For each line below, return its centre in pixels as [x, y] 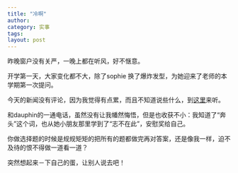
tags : [15, 34]
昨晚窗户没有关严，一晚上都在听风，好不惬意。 [75, 61]
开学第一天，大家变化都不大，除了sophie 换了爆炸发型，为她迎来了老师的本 [118, 76]
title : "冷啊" [27, 14]
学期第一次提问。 [32, 85]
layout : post [27, 40]
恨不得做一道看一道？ [57, 148]
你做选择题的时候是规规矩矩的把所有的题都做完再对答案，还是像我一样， [113, 139]
